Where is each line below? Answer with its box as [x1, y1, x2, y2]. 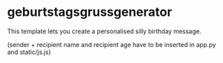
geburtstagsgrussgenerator [7, 4, 172, 20]
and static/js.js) [7, 48, 51, 56]
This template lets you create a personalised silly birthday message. [7, 27, 201, 35]
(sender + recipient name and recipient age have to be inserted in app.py [7, 40, 217, 48]
